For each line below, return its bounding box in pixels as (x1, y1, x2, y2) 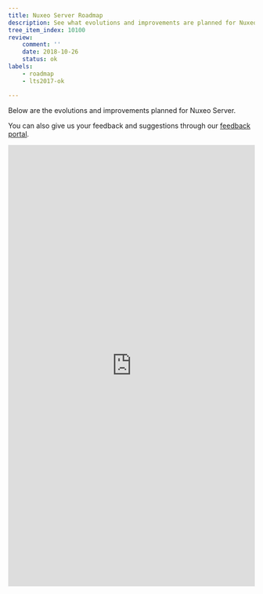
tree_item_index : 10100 (8, 26, 86, 34)
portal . (8, 129, 30, 138)
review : (8, 33, 34, 42)
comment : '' (22, 41, 61, 49)
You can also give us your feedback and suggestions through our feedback (8, 121, 250, 130)
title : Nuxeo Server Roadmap (8, 11, 103, 20)
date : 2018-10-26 (22, 48, 79, 56)
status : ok (22, 56, 58, 64)
